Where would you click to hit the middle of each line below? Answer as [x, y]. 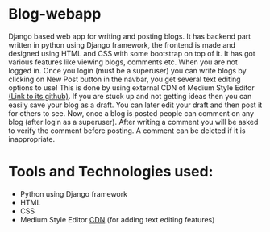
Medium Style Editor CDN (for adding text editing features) [117, 219]
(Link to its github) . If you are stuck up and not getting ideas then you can [130, 96]
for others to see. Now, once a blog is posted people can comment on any [131, 113]
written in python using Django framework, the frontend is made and [122, 44]
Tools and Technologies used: [111, 172]
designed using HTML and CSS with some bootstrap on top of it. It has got [132, 53]
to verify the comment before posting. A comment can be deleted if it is [127, 130]
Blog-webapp [55, 14]
